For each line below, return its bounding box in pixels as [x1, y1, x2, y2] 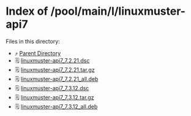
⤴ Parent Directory [14, 49, 61, 56]
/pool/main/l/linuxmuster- [50, 4, 186, 18]
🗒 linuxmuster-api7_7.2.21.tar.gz [14, 66, 95, 73]
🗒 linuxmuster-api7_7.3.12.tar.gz [14, 93, 94, 101]
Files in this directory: [6, 37, 61, 45]
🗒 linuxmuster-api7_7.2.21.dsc [14, 56, 90, 64]
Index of [6, 4, 48, 18]
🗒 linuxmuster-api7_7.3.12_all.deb [14, 102, 98, 110]
